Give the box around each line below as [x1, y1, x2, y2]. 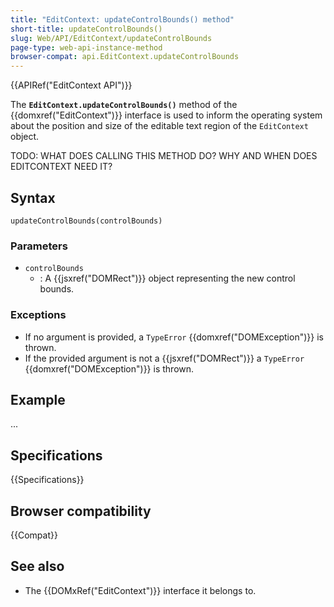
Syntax [10, 189, 56, 206]
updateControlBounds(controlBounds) [10, 216, 163, 226]
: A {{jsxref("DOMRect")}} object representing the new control [39, 272, 296, 285]
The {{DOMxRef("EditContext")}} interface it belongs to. [24, 584, 257, 596]
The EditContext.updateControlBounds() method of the [10, 99, 238, 111]
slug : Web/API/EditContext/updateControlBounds [10, 33, 213, 43]
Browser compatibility [10, 502, 152, 520]
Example [10, 391, 66, 408]
